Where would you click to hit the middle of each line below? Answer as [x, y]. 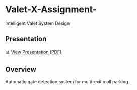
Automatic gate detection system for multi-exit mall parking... [69, 81]
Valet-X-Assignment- [51, 9]
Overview [21, 70]
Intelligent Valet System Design [38, 23]
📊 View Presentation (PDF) [33, 52]
